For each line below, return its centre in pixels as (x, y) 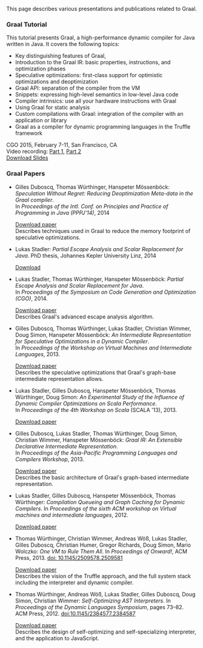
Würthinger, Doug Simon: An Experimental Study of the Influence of (100, 397)
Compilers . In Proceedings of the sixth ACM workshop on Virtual (96, 508)
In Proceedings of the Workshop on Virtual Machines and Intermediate (103, 348)
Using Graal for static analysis (52, 107)
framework (29, 133)
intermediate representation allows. (59, 379)
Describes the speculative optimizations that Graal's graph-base (95, 372)
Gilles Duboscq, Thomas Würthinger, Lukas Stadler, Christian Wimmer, (103, 328)
